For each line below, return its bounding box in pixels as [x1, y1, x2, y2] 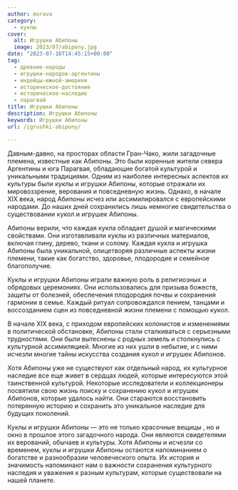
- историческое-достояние [14, 83, 91, 91]
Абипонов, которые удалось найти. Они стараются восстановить [7, 394, 207, 402]
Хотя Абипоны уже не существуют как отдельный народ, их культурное [7, 363, 228, 372]
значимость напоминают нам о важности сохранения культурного [7, 461, 212, 469]
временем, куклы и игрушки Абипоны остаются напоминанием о [7, 445, 207, 454]
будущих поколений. [7, 409, 71, 417]
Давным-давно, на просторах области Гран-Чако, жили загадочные [7, 149, 216, 158]
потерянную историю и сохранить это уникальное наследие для [7, 401, 205, 410]
